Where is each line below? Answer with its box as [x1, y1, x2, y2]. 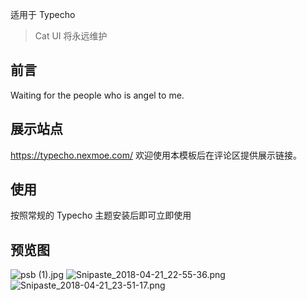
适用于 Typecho [10, 9, 76, 20]
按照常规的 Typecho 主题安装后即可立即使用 [10, 209, 192, 222]
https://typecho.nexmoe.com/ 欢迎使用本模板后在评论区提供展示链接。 [10, 149, 302, 161]
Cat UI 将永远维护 [34, 30, 108, 42]
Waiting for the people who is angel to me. [10, 89, 185, 101]
